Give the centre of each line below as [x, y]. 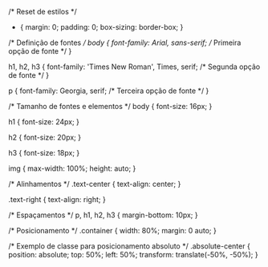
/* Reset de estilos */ [43, 12]
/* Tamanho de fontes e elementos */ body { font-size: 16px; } [110, 106]
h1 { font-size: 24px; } [44, 122]
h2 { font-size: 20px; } [45, 137]
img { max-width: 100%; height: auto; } [72, 168]
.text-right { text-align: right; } [57, 199]
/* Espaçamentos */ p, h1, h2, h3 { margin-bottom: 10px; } [103, 215]
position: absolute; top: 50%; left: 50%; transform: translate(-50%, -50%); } [133, 255]
